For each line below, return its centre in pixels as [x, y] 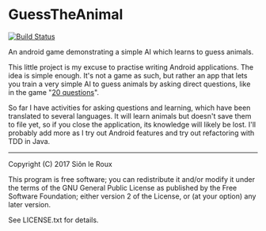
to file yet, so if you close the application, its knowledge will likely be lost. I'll [132, 124]
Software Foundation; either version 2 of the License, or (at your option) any [132, 196]
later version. [30, 204]
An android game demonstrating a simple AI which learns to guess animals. [131, 51]
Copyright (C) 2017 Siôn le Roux [60, 164]
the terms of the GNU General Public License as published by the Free [123, 187]
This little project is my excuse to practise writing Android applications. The [131, 67]
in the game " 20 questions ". [54, 92]
